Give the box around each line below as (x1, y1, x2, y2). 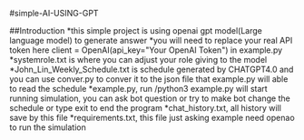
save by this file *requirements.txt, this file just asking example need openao (9, 113, 295, 123)
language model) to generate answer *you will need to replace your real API (9, 35, 293, 45)
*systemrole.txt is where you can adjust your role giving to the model (9, 55, 268, 65)
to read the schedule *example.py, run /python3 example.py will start (9, 84, 268, 94)
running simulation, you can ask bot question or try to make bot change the (9, 93, 290, 104)
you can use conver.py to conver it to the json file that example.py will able (9, 74, 289, 85)
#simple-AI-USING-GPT (9, 8, 99, 18)
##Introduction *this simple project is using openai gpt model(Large (9, 25, 263, 35)
